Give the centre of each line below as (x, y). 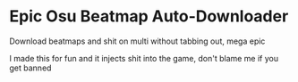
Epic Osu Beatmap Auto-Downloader (149, 16)
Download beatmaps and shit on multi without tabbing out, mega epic (137, 41)
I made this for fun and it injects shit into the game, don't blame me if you (144, 58)
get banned (30, 68)
